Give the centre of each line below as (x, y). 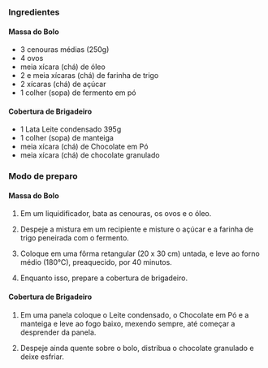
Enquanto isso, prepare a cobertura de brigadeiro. (104, 278)
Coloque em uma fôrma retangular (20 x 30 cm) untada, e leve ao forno (140, 253)
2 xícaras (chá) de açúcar (63, 84)
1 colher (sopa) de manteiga (67, 138)
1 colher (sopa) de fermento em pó (78, 93)
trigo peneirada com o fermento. (75, 238)
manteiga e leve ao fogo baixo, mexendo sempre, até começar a (128, 323)
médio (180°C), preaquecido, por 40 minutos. (96, 262)
